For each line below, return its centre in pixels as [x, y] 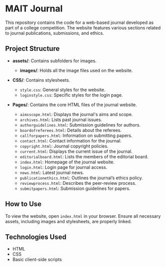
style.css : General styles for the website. [63, 90]
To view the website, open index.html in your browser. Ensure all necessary [83, 216]
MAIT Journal [34, 9]
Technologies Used [36, 237]
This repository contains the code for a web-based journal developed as [79, 22]
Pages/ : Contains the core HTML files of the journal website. [75, 105]
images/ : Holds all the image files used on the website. [76, 70]
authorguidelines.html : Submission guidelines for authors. [80, 125]
